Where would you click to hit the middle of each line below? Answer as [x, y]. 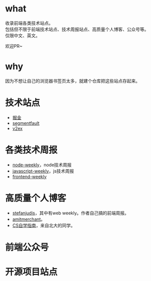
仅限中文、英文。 [23, 35]
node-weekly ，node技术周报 [42, 165]
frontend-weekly [30, 177]
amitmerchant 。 [29, 219]
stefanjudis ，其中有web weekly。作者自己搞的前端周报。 [71, 213]
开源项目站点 [32, 272]
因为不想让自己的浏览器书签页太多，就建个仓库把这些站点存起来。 [73, 81]
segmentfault [26, 123]
